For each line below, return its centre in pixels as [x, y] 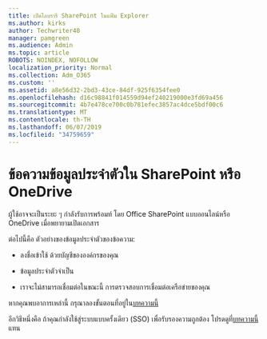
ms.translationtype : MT [48, 113]
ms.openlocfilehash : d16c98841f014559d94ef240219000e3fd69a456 [116, 98]
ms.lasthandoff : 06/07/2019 [55, 127]
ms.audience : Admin [41, 46]
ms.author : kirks [37, 23]
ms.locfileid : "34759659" [51, 134]
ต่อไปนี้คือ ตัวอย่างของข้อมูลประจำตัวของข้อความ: [72, 239]
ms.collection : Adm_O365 [50, 75]
